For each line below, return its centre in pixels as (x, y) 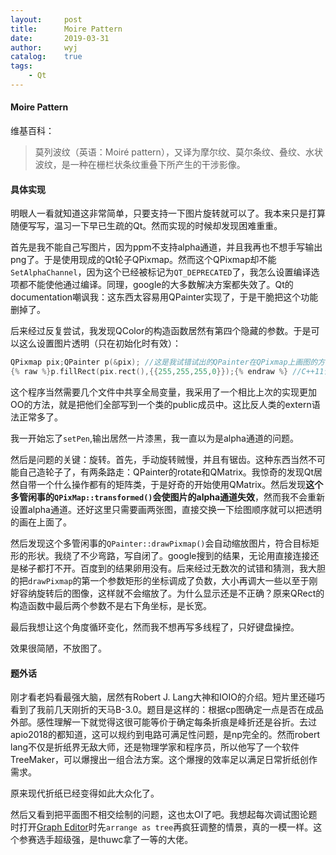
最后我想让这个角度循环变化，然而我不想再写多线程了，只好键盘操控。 (155, 627)
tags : (21, 66)
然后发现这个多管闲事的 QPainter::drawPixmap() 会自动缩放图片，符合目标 (160, 543)
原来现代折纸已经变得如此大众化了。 (85, 793)
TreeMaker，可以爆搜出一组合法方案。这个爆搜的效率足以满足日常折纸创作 (164, 760)
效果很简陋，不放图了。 (58, 648)
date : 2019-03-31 (60, 38)
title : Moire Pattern (66, 29)
